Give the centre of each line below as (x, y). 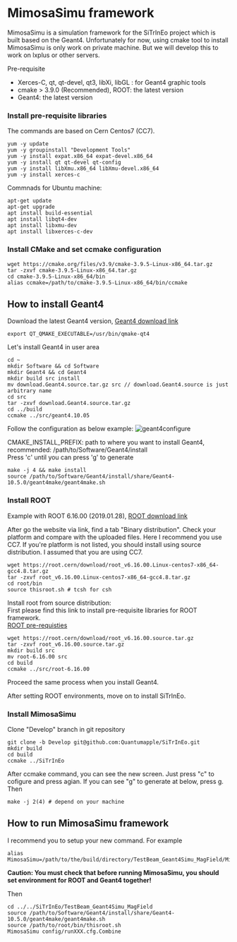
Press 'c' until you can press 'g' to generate (71, 457)
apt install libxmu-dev (42, 226)
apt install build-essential (50, 213)
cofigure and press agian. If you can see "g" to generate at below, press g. (116, 781)
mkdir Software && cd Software (53, 366)
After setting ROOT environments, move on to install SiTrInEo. (97, 696)
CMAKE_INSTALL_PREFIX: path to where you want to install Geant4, (106, 442)
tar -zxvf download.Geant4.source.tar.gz (69, 404)
